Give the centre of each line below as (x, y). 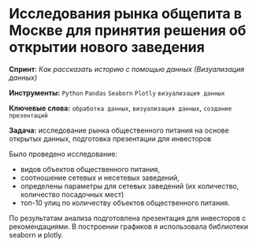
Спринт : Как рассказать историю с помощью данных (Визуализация (127, 69)
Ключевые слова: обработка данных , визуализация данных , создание (121, 108)
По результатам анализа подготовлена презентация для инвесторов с (128, 218)
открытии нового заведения (107, 47)
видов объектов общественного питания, (90, 169)
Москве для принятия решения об (128, 30)
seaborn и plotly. (36, 234)
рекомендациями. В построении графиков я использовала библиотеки (129, 226)
